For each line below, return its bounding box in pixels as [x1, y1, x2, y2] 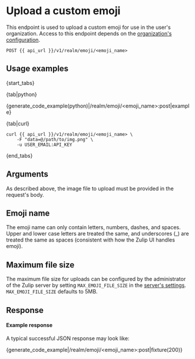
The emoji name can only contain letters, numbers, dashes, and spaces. [6, 224, 181, 231]
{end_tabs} [6, 152, 33, 159]
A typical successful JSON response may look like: [6, 335, 130, 342]
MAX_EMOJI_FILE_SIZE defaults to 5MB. [6, 288, 98, 295]
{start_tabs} [6, 79, 35, 86]
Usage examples [6, 64, 69, 74]
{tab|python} [6, 90, 37, 98]
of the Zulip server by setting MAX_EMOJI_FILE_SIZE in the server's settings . [6, 282, 187, 289]
